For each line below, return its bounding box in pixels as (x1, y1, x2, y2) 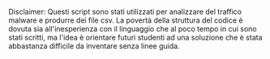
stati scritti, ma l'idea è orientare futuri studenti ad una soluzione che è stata (8, 32, 263, 42)
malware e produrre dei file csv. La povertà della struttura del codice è (8, 15, 243, 25)
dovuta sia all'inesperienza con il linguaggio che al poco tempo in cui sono (8, 24, 257, 33)
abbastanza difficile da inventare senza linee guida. (8, 41, 180, 51)
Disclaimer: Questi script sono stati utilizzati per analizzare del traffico (8, 7, 242, 16)
